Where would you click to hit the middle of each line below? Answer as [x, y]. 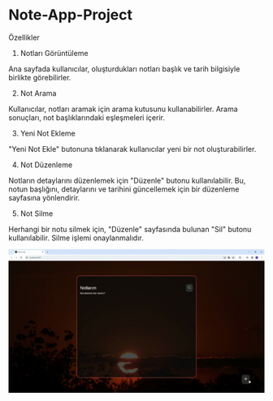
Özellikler [24, 37]
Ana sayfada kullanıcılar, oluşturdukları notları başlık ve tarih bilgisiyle [124, 69]
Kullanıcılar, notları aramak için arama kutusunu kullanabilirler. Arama [123, 109]
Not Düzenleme [46, 165]
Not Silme [37, 213]
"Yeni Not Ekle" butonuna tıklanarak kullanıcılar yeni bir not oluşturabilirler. [132, 149]
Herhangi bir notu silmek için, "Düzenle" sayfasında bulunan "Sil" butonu [130, 229]
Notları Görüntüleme [54, 53]
